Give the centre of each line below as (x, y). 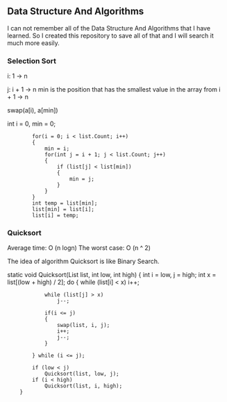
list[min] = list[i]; (64, 210)
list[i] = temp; (56, 216)
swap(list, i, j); (83, 326)
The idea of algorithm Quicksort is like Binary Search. (83, 261)
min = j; (82, 179)
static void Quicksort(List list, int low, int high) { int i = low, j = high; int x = (112, 275)
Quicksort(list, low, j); (82, 374)
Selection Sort (32, 60)
